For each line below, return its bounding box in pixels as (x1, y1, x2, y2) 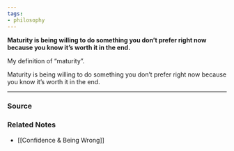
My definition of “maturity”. (7, 56, 85, 65)
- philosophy (7, 17, 45, 24)
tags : (7, 10, 23, 17)
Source (7, 102, 33, 111)
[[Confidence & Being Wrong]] (17, 136, 104, 144)
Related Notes (7, 120, 56, 129)
